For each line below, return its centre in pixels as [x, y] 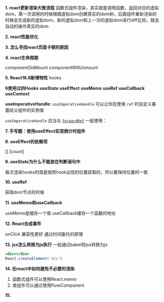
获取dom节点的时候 [25, 192]
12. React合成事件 [23, 224]
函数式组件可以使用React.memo [44, 279]
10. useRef [16, 182]
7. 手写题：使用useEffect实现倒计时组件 [45, 131]
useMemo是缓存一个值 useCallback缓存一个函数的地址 [61, 213]
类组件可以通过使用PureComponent [48, 285]
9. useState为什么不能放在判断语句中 [43, 162]
